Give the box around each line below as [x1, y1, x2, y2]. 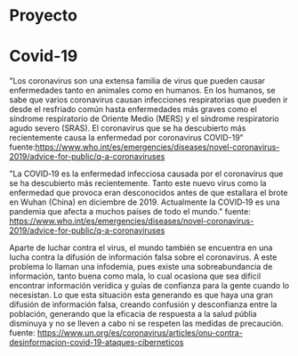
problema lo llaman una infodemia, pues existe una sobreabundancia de [9, 262, 273, 272]
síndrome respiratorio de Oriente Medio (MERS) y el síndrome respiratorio [9, 113, 279, 125]
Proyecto [9, 5, 78, 26]
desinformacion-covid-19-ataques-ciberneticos [9, 337, 184, 348]
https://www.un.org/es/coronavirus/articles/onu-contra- [36, 328, 243, 338]
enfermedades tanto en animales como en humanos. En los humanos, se [9, 85, 276, 96]
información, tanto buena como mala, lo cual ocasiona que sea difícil [9, 271, 262, 281]
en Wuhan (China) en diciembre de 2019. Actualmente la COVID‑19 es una [9, 197, 280, 207]
